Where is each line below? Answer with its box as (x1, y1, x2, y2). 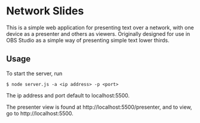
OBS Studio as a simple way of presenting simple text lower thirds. (6, 36, 170, 44)
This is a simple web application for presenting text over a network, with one (6, 24, 194, 31)
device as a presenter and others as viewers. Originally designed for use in (6, 30, 190, 37)
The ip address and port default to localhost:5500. (6, 91, 130, 99)
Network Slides (6, 4, 84, 18)
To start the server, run (6, 70, 63, 77)
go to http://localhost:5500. (6, 109, 73, 117)
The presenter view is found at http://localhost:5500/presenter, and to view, (6, 103, 192, 110)
